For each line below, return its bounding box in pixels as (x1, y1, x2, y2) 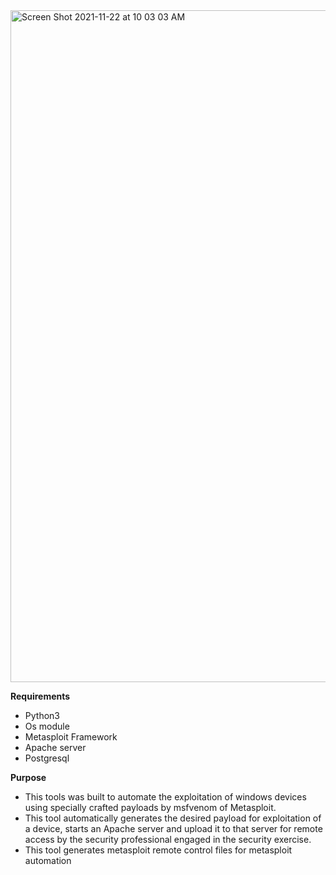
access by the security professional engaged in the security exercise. (24, 834, 312, 845)
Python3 (24, 710, 60, 721)
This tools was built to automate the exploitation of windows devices (24, 791, 307, 803)
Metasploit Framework (24, 731, 118, 743)
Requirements (10, 690, 71, 702)
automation (24, 855, 72, 866)
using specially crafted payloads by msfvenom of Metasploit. (24, 802, 277, 813)
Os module (24, 720, 70, 732)
